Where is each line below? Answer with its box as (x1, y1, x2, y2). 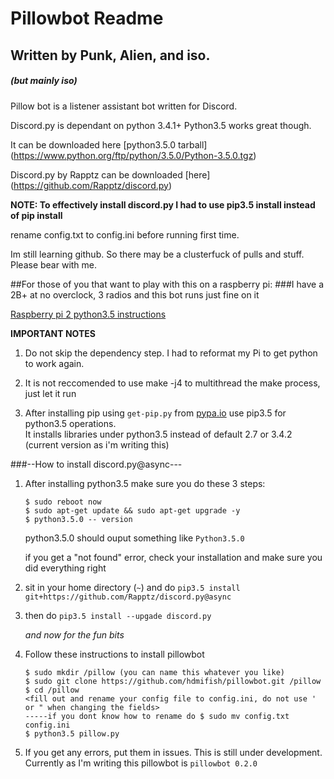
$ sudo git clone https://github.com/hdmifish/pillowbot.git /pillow (24, 676, 322, 686)
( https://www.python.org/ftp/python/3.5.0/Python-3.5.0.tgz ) (10, 149, 257, 161)
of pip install (10, 209, 63, 221)
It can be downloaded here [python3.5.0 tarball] (10, 138, 208, 151)
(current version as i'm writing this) (24, 438, 170, 451)
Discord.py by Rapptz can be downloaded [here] (10, 168, 211, 181)
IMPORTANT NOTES (10, 327, 96, 339)
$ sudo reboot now (24, 497, 102, 507)
